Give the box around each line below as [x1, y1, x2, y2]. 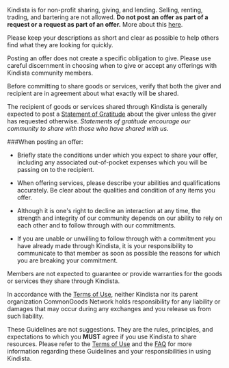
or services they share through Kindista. [7, 277, 120, 285]
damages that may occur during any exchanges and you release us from [7, 305, 211, 312]
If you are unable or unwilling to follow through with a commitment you [16, 234, 216, 243]
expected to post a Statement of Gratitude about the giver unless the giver [7, 110, 217, 118]
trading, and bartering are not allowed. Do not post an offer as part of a [7, 13, 208, 21]
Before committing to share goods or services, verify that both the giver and [7, 82, 221, 90]
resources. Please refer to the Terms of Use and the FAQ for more [7, 340, 193, 348]
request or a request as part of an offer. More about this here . [7, 21, 183, 28]
